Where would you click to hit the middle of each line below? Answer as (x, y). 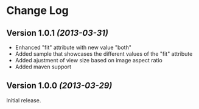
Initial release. (24, 100)
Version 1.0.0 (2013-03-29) (59, 86)
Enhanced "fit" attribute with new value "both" (73, 47)
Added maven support (43, 67)
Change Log (37, 11)
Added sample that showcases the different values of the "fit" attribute (104, 54)
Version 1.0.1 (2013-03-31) (57, 33)
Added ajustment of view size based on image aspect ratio (89, 60)
